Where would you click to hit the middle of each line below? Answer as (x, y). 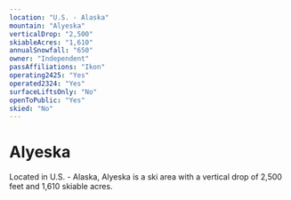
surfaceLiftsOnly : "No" (53, 92)
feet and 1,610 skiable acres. (61, 187)
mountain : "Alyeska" (48, 26)
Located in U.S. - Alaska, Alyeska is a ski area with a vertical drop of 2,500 (146, 177)
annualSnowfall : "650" (51, 51)
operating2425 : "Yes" (49, 76)
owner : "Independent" (49, 59)
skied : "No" (31, 108)
